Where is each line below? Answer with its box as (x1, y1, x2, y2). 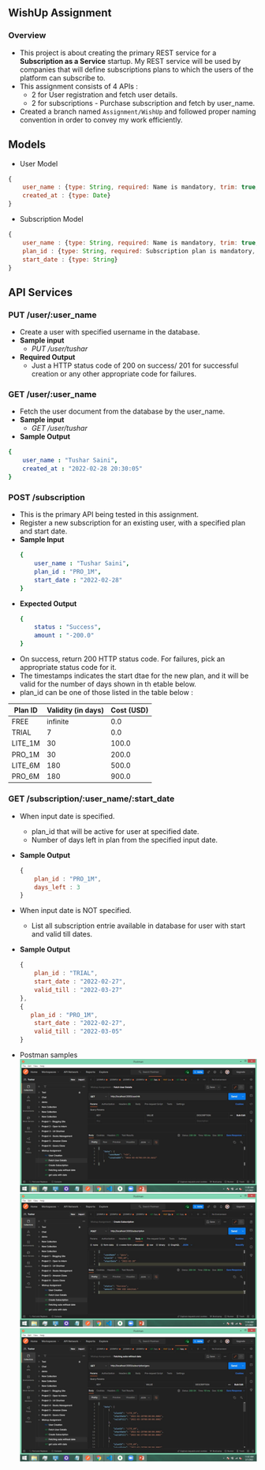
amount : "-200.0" (34, 631, 95, 640)
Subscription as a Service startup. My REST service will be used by (19, 56, 241, 65)
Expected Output (19, 599, 77, 608)
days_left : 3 (34, 883, 80, 891)
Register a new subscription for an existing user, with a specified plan (19, 518, 246, 528)
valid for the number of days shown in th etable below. (19, 679, 197, 689)
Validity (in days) (47, 705, 105, 715)
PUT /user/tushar (31, 344, 88, 353)
